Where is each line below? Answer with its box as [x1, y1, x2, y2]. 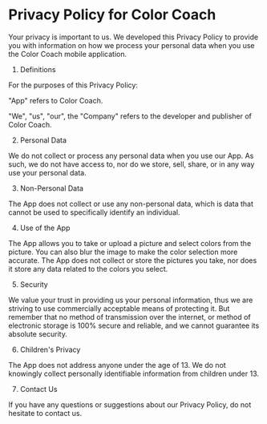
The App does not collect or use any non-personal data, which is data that [8, 199, 254, 208]
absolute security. [8, 329, 68, 338]
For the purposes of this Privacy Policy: [8, 80, 139, 90]
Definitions [19, 64, 56, 74]
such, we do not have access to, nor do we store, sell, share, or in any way [8, 159, 255, 169]
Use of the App [19, 223, 71, 232]
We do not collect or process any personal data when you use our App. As [8, 151, 254, 160]
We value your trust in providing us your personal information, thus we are [8, 295, 253, 305]
